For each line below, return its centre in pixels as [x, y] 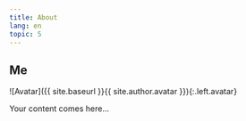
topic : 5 [25, 34]
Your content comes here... [59, 109]
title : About [34, 17]
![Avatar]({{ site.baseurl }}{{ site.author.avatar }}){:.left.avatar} [123, 92]
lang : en [25, 26]
